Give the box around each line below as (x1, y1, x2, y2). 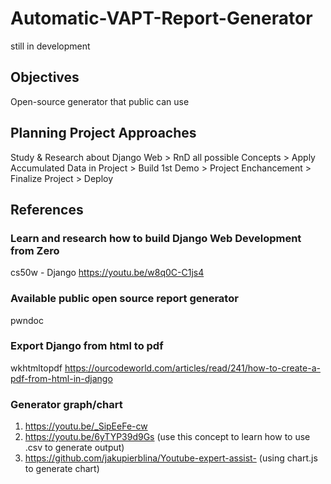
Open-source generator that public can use (10, 95, 190, 107)
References (10, 201, 84, 218)
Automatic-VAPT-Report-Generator (10, 7, 313, 30)
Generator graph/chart (10, 397, 123, 411)
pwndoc (10, 314, 45, 326)
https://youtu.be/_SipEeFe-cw (24, 420, 148, 432)
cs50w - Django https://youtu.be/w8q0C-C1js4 (10, 267, 205, 279)
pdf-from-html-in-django (10, 372, 113, 384)
